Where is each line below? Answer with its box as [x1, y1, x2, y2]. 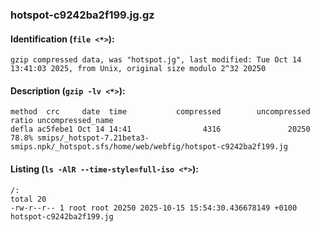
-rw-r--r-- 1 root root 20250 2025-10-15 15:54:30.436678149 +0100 [10, 203, 298, 213]
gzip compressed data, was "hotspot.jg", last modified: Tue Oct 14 [10, 55, 302, 65]
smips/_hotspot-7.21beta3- [36, 133, 150, 143]
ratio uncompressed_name [10, 116, 114, 126]
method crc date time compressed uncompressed [10, 107, 311, 117]
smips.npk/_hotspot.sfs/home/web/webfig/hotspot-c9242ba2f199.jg [10, 142, 288, 152]
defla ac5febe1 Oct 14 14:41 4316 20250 [10, 124, 311, 135]
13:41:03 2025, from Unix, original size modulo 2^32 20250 [10, 64, 267, 74]
